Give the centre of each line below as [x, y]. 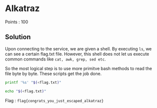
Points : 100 [17, 22]
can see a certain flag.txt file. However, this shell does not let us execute [77, 54]
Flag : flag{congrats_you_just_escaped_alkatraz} [54, 100]
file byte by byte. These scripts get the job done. [53, 74]
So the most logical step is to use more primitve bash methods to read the [78, 68]
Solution [18, 37]
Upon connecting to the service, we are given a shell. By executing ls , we [78, 48]
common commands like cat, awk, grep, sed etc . [56, 59]
